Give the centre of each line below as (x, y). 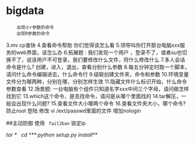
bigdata (25, 11)
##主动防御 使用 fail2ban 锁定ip (46, 123)
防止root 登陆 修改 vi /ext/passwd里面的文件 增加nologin (74, 110)
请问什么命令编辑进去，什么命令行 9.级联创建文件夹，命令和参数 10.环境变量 (97, 74)
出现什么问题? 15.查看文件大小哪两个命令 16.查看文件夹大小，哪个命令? (101, 103)
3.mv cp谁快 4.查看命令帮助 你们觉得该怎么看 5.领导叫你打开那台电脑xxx (93, 45)
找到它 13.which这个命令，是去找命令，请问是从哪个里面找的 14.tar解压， (94, 96)
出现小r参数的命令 (35, 27)
